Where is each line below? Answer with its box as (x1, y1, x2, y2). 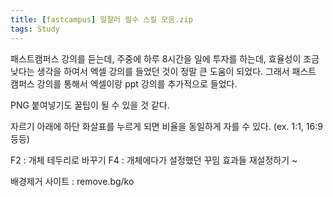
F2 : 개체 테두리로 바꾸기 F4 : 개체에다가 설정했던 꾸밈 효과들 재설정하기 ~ (10, 154, 298, 166)
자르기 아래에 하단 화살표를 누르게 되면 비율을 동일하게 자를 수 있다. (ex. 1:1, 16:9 (10, 120, 323, 132)
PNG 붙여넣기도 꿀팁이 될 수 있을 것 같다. (10, 99, 170, 111)
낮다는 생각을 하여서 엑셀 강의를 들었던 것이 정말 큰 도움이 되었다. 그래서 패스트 (10, 65, 317, 77)
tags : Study (10, 24, 60, 34)
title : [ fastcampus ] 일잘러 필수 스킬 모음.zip (10, 14, 193, 25)
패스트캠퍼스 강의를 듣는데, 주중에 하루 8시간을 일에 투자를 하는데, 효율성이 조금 (10, 52, 320, 65)
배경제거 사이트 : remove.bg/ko (10, 175, 135, 187)
